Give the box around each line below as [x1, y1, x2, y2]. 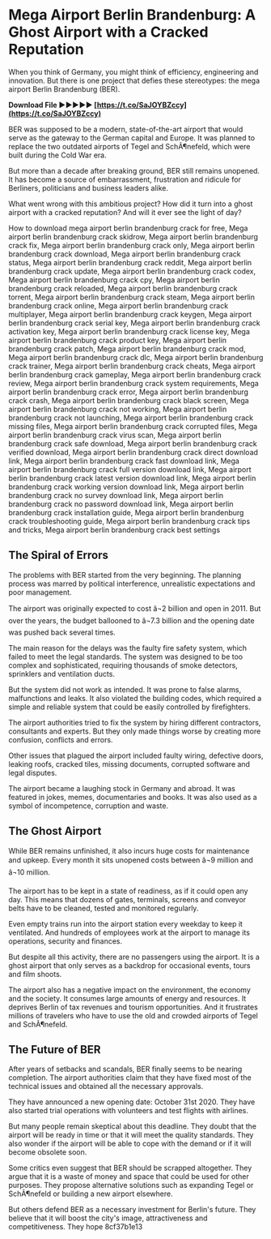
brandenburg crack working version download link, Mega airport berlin [8, 481, 244, 492]
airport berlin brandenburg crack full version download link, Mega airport [8, 464, 252, 474]
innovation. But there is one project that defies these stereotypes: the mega [8, 75, 260, 85]
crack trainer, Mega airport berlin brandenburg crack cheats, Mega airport [8, 361, 256, 371]
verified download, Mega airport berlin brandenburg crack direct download [8, 447, 259, 457]
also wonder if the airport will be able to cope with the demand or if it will [8, 1138, 252, 1149]
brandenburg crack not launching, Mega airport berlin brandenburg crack [8, 412, 253, 423]
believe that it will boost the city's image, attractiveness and [8, 1213, 208, 1223]
